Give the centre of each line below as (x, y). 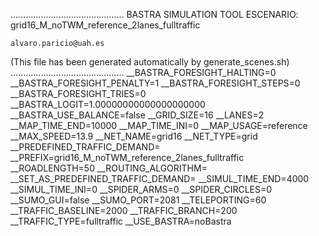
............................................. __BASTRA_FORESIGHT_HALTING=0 (143, 72)
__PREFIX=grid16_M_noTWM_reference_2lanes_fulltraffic (127, 157)
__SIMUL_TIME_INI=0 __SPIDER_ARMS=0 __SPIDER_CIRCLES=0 (141, 189)
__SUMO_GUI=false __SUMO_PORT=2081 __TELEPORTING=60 (138, 200)
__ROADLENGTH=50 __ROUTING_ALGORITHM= (109, 168)
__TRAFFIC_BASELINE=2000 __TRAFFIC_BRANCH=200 (124, 210)
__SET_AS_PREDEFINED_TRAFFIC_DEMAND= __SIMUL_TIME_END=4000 (160, 178)
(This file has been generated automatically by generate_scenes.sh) (150, 62)
